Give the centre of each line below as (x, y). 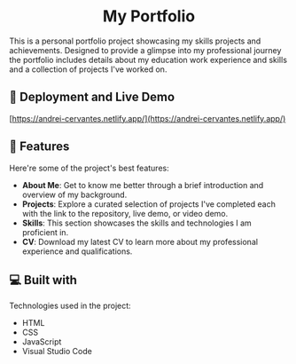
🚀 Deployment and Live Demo (92, 97)
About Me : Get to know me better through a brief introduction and (143, 185)
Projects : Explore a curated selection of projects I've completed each (149, 204)
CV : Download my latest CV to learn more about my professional (140, 241)
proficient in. (45, 232)
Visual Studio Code (57, 352)
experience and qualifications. (77, 251)
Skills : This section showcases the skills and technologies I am (137, 223)
